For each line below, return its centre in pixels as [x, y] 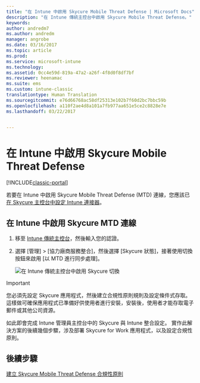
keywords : [18, 23]
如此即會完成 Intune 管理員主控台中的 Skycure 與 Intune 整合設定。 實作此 [97, 323]
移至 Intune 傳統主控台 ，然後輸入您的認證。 [68, 238]
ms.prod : [17, 56]
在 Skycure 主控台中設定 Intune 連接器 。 [56, 203]
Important [18, 283]
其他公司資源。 [40, 310]
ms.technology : [25, 67]
